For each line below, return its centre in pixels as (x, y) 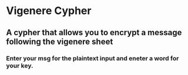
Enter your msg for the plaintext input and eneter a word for (93, 58)
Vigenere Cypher (49, 11)
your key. (20, 66)
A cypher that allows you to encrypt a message (94, 33)
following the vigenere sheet (60, 41)
